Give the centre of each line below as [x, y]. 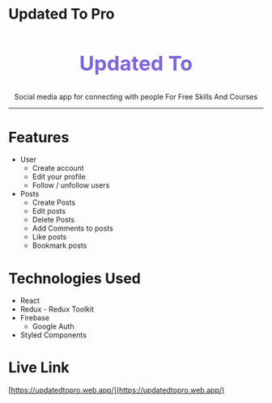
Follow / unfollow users [71, 185]
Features [39, 137]
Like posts [49, 237]
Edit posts [49, 211]
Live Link [39, 368]
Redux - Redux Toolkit [57, 309]
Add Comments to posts [72, 228]
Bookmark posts [59, 246]
